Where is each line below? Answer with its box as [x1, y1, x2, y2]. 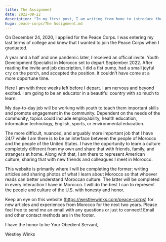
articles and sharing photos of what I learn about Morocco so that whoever [5, 171, 158, 177]
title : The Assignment [5, 7, 52, 12]
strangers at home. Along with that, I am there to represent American [5, 151, 145, 157]
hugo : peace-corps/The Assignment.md [5, 21, 83, 26]
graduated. [5, 45, 28, 51]
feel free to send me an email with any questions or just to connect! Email [5, 207, 155, 213]
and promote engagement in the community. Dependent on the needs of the [5, 110, 161, 116]
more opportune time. [5, 75, 49, 81]
